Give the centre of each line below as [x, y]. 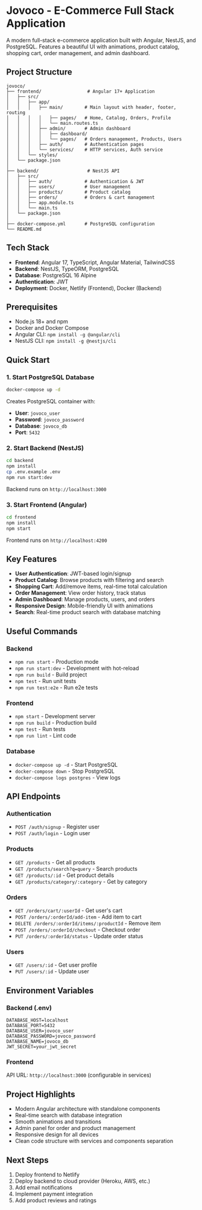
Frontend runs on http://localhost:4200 [57, 540]
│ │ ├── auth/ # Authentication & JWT [75, 181]
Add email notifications [43, 1187]
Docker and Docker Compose [52, 328]
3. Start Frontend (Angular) [47, 504]
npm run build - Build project [51, 675]
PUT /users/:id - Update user [52, 971]
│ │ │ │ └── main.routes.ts [52, 123]
